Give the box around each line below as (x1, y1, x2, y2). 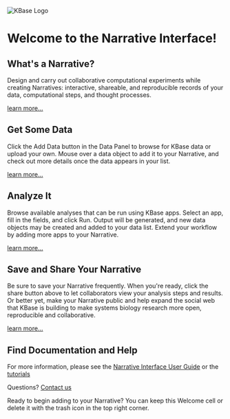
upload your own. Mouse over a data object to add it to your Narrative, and (7, 149, 219, 158)
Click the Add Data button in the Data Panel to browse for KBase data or (7, 142, 211, 151)
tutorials (7, 370, 31, 378)
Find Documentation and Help (7, 344, 138, 356)
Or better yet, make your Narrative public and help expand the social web (7, 297, 216, 305)
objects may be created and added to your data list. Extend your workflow (7, 223, 218, 231)
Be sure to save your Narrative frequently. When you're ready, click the (7, 282, 209, 290)
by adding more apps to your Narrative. (7, 230, 119, 239)
